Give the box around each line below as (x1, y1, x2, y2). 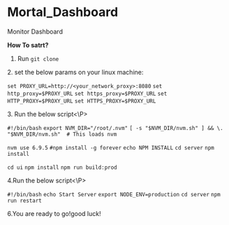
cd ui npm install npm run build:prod (7, 164, 117, 171)
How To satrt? (7, 41, 49, 49)
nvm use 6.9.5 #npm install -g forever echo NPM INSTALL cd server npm (7, 144, 214, 151)
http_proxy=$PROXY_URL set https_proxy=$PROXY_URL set (7, 90, 168, 97)
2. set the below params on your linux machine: (7, 68, 144, 76)
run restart (7, 197, 42, 204)
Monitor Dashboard (7, 27, 63, 36)
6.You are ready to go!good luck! (7, 209, 101, 217)
